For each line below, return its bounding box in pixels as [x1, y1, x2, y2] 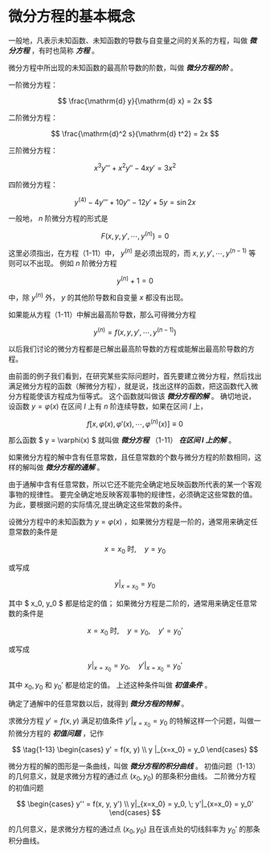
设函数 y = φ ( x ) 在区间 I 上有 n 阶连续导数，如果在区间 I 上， [8, 401, 207, 411]
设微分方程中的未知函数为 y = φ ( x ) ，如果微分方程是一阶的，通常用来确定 [8, 517, 252, 526]
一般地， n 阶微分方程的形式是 [8, 214, 108, 223]
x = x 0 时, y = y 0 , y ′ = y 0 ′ [87, 626, 183, 637]
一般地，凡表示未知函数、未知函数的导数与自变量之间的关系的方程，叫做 [8, 35, 247, 45]
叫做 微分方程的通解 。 [29, 463, 104, 472]
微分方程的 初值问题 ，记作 [14, 728, 104, 738]
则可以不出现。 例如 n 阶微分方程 [8, 258, 118, 268]
